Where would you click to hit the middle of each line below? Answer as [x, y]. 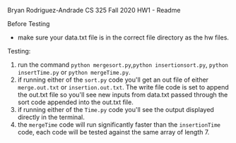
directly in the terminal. [51, 117]
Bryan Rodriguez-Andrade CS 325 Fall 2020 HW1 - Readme [94, 10]
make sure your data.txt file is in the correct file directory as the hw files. [123, 37]
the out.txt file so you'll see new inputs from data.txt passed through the [123, 95]
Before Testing [29, 24]
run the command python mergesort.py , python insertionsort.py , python [123, 65]
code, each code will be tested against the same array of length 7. [113, 132]
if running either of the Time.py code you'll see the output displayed [116, 110]
